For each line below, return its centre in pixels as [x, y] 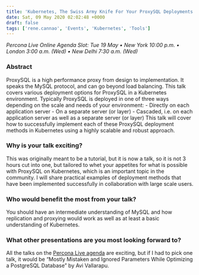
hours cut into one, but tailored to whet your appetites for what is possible [97, 165]
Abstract [19, 67]
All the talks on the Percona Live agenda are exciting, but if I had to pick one [99, 253]
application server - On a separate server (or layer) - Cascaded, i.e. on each [99, 111]
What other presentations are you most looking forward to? [94, 240]
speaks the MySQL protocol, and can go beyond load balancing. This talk [96, 86]
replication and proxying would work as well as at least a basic [83, 219]
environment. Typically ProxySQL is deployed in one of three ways [88, 99]
